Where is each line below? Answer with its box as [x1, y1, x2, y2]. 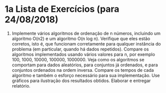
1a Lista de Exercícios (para [4, 3, 120, 15]
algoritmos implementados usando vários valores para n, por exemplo [11, 51, 155, 57]
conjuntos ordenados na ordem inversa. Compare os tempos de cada [11, 67, 154, 73]
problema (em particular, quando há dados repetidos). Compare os [11, 46, 149, 52]
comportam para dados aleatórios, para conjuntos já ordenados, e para [11, 62, 158, 68]
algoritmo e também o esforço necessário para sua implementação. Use [11, 72, 160, 78]
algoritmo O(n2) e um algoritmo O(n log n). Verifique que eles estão [11, 36, 151, 42]
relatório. [11, 83, 31, 89]
